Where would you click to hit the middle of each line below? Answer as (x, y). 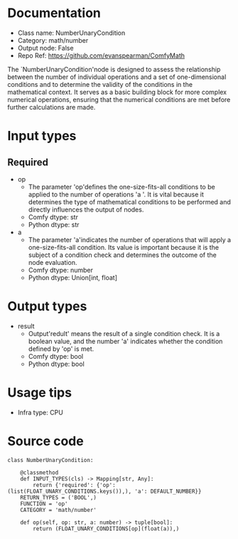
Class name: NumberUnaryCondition (71, 33)
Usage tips (40, 393)
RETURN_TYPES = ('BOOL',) (59, 497)
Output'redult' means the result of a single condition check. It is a (124, 333)
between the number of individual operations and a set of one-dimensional (117, 77)
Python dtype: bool (56, 364)
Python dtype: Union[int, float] (72, 277)
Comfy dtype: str (53, 217)
